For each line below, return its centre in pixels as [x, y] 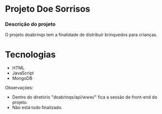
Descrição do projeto [30, 24]
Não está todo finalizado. [37, 108]
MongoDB [22, 78]
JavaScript [23, 73]
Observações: [19, 88]
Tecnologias [30, 54]
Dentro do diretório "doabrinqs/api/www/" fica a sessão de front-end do [85, 97]
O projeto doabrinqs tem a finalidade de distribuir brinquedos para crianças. [81, 35]
